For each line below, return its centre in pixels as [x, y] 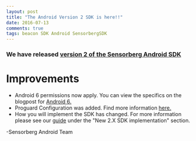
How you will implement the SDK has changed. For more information [98, 114]
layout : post [22, 12]
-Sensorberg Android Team [39, 132]
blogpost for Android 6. [43, 101]
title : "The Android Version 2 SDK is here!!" [65, 17]
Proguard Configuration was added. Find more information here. [93, 108]
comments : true [25, 28]
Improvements [43, 79]
